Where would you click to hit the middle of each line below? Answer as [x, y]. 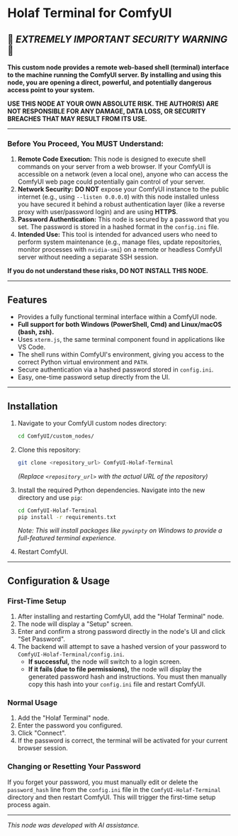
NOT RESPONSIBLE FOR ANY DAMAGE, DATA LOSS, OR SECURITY [107, 111]
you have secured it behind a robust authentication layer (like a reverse [121, 204]
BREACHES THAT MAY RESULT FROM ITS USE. [77, 119]
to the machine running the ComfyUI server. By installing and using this [114, 75]
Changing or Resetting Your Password [74, 767]
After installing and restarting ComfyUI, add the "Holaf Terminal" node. [121, 617]
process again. [29, 804]
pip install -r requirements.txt [67, 517]
